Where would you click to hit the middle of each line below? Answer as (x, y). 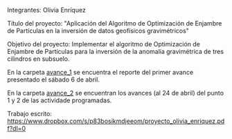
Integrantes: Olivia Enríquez (47, 10)
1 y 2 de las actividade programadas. (60, 100)
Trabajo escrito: (29, 114)
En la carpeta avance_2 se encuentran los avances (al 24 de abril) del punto (115, 93)
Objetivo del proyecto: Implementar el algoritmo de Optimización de (104, 44)
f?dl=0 (17, 128)
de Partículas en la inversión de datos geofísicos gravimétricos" (98, 31)
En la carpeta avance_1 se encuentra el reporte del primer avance (100, 72)
